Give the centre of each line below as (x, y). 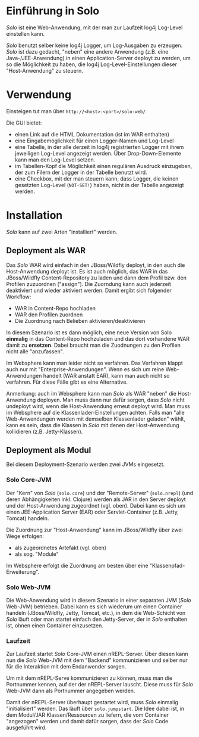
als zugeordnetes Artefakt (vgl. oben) (61, 548)
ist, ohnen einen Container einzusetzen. (55, 626)
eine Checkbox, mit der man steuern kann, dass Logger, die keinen (97, 178)
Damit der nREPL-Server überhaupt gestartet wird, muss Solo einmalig (92, 702)
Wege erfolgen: (25, 536)
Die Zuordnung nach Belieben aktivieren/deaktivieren (80, 321)
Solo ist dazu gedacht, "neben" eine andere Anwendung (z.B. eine (87, 51)
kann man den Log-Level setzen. (55, 160)
